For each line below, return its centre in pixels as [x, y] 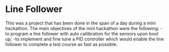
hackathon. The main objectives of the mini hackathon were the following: [82, 28]
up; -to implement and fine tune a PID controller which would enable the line [85, 39]
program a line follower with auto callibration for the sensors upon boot [85, 33]
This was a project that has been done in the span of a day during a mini [80, 23]
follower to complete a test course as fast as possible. [61, 44]
